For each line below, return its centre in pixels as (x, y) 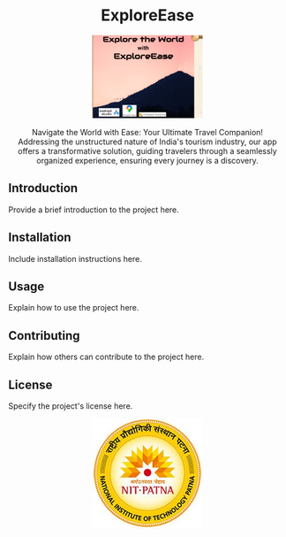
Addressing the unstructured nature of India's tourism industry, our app (147, 142)
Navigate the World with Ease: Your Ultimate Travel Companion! (147, 132)
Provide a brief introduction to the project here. (94, 210)
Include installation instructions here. (75, 258)
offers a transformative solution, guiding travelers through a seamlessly (147, 150)
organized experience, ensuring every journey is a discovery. (147, 160)
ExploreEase (147, 15)
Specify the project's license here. (71, 406)
